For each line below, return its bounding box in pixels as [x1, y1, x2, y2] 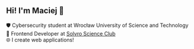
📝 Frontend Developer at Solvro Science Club [6, 30, 116, 37]
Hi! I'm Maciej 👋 [6, 6, 65, 16]
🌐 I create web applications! [6, 36, 75, 43]
